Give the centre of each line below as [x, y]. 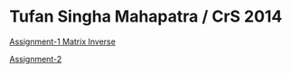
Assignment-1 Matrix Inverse [62, 41]
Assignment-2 [36, 59]
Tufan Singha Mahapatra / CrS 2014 [146, 17]
